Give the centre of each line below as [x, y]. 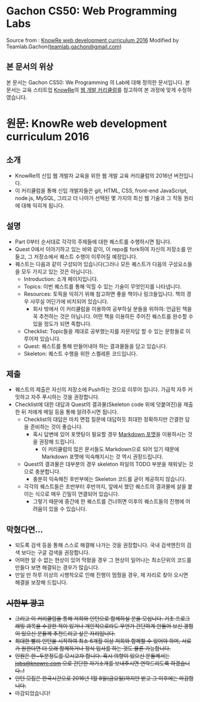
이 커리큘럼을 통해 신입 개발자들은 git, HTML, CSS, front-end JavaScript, [101, 190]
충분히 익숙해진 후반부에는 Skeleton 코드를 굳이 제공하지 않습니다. [110, 479]
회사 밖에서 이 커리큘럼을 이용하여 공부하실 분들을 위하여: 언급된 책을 [112, 309]
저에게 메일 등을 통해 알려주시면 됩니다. [73, 412]
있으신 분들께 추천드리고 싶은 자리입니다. [68, 633]
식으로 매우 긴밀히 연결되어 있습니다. [77, 494]
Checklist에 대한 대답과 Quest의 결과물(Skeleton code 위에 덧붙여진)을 [99, 405]
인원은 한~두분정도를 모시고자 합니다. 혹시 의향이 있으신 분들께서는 [92, 656]
